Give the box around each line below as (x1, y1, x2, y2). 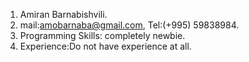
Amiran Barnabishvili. (19, 9, 108, 20)
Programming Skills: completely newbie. (19, 30, 186, 41)
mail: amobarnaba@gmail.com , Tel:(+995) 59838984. (19, 19, 240, 31)
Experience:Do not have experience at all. (19, 40, 192, 52)
